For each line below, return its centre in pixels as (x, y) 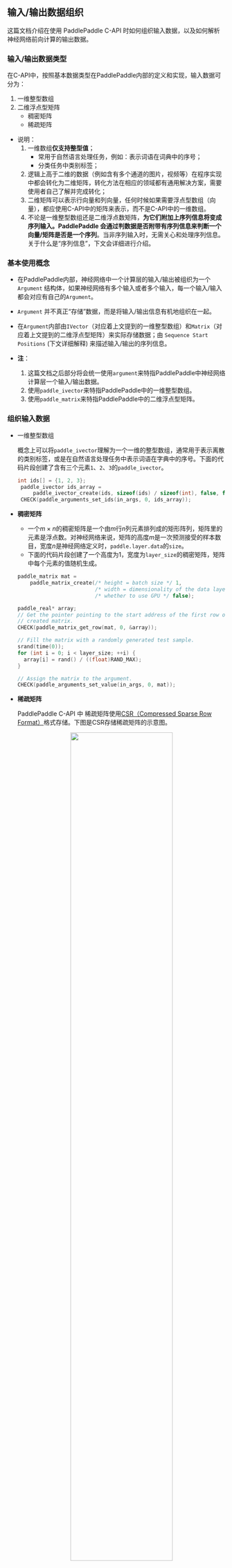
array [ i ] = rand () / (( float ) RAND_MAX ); (83, 660)
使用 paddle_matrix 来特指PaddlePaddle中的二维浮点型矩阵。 (113, 399)
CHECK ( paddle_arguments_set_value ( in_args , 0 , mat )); (97, 685)
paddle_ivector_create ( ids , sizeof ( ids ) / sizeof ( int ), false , (126, 493)
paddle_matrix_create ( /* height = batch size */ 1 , (106, 583)
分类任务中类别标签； (68, 166)
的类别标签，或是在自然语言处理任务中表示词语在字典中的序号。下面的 (117, 458)
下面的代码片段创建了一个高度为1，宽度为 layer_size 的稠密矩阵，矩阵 (126, 555)
